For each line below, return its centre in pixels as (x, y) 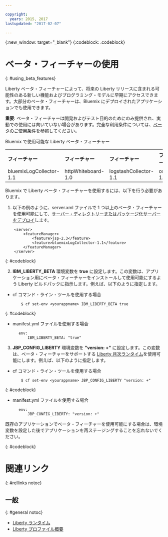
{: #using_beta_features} (30, 78)
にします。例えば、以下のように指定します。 (62, 361)
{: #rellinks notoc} (23, 483)
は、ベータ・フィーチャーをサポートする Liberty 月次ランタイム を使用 (84, 354)
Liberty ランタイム (31, 523)
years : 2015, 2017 (29, 19)
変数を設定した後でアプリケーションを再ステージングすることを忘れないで (82, 430)
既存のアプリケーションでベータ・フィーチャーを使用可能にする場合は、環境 (84, 424)
